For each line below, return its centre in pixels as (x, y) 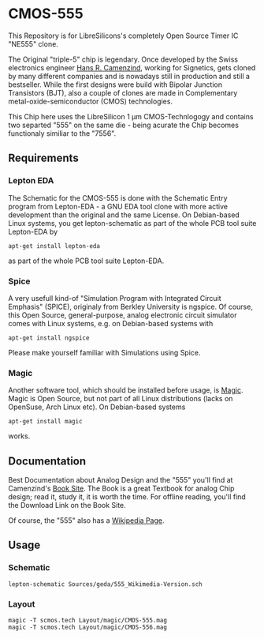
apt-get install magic (45, 422)
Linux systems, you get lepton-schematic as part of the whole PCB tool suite (132, 223)
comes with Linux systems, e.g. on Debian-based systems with (111, 323)
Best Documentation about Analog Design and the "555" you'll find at (121, 480)
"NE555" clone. (33, 43)
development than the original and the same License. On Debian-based (124, 215)
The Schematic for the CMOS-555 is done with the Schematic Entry (118, 197)
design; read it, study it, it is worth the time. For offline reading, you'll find (127, 497)
